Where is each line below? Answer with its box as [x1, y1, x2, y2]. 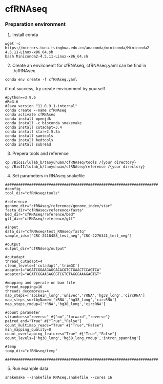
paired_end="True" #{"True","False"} [5, 319, 82, 324]
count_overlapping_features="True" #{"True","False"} [5, 331, 117, 337]
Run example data [12, 365, 49, 371]
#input [5, 225, 19, 230]
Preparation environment [5, 21, 66, 28]
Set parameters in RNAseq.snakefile [12, 173, 85, 179]
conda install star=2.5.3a [5, 129, 60, 134]
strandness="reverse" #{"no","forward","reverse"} [5, 314, 110, 320]
